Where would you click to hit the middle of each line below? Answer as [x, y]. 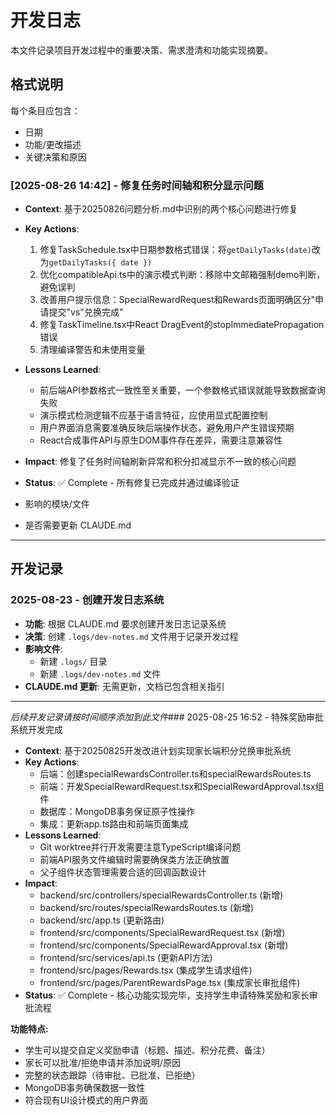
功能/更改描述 [53, 144]
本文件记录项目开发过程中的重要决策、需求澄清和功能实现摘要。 [141, 50]
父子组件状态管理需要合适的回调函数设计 [123, 872]
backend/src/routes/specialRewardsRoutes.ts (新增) [147, 907]
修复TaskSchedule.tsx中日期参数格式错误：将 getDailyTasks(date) [175, 250]
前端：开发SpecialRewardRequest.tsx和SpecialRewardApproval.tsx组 [182, 786]
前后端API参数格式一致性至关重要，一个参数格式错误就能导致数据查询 [182, 390]
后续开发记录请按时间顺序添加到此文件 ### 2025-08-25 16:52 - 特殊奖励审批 [167, 717]
